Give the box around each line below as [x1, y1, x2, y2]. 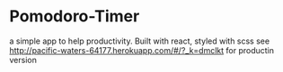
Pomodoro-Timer [9, 6, 140, 27]
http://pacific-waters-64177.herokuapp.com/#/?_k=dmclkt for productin [9, 44, 275, 55]
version [9, 54, 38, 65]
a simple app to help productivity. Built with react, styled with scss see [9, 36, 270, 46]
